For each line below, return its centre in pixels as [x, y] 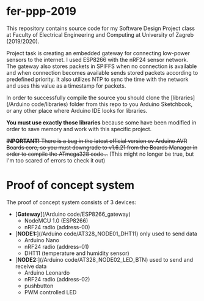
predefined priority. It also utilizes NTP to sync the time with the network [97, 79]
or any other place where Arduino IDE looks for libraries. [77, 110]
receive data [31, 266]
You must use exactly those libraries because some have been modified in [101, 122]
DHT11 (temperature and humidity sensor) [77, 253]
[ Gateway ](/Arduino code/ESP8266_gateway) [73, 214]
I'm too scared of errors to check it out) [56, 160]
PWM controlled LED [50, 292]
